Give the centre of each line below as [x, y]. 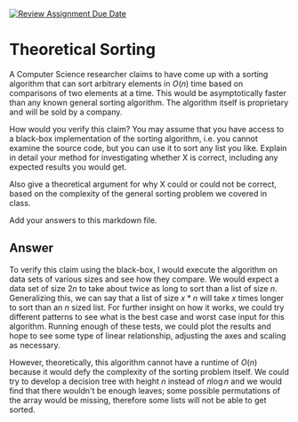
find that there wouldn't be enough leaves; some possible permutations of [145, 390]
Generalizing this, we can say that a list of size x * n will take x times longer [147, 298]
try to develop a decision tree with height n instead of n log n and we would [146, 381]
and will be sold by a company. [66, 112]
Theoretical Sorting [82, 50]
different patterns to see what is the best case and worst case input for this [147, 316]
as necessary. [35, 345]
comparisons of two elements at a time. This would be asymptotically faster [148, 92]
